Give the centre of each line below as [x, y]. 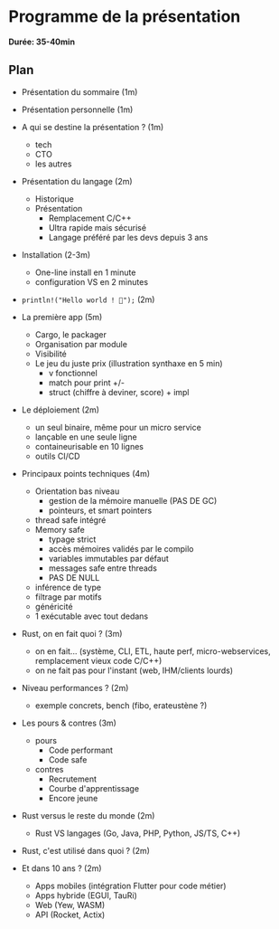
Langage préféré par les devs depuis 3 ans [128, 237]
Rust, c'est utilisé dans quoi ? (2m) [86, 850]
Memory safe [60, 529]
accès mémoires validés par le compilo [121, 548]
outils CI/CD [57, 456]
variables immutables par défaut [108, 558]
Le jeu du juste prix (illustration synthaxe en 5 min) [129, 363]
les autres [53, 164]
